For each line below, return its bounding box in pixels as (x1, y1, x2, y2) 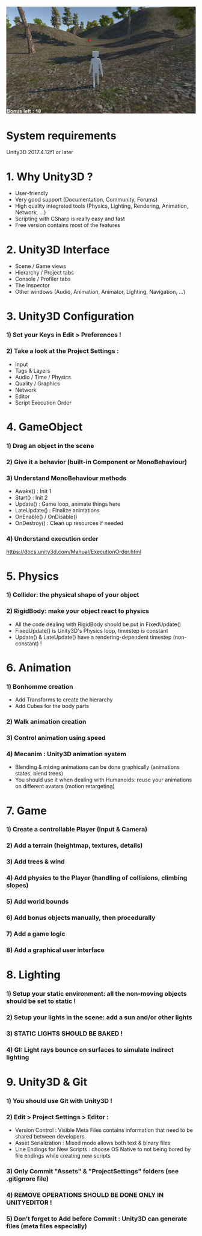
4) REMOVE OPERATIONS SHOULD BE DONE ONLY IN (6, 1191, 164, 1199)
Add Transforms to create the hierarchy (14, 696, 113, 703)
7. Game (6, 804, 47, 818)
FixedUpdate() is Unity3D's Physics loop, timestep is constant (14, 627, 168, 634)
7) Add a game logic (6, 930, 66, 938)
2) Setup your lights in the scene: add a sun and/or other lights (6, 1013, 192, 1021)
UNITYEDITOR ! (6, 1199, 52, 1207)
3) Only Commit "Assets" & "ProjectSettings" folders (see (6, 1167, 179, 1176)
